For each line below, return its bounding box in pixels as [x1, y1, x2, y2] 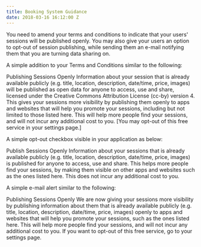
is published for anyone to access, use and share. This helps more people [6, 160, 189, 167]
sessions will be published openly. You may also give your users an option [6, 37, 190, 44]
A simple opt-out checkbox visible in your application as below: [6, 135, 163, 142]
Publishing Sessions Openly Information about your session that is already [6, 73, 190, 80]
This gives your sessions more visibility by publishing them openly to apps [6, 98, 190, 105]
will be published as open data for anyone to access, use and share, [6, 86, 175, 93]
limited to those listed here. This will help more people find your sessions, [6, 111, 188, 118]
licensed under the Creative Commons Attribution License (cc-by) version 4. [6, 92, 195, 99]
